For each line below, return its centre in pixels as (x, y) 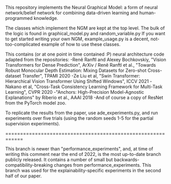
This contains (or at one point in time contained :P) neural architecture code (85, 54)
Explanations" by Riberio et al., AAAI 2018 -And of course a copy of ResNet (84, 97)
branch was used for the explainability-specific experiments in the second (83, 170)
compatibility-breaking (29, 165)
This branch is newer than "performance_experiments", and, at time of (79, 149)
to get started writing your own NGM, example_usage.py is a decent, (77, 39)
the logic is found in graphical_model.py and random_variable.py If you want (85, 33)
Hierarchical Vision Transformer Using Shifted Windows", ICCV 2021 (77, 81)
